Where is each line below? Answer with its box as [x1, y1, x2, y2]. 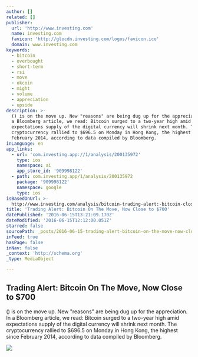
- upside [11, 102, 33, 108]
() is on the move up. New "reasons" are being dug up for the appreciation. [6, 308, 188, 315]
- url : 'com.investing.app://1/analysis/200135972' [11, 151, 141, 157]
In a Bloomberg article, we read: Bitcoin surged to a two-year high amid [6, 314, 180, 321]
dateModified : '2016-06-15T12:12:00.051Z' [6, 218, 112, 223]
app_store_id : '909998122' [16, 168, 83, 174]
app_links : [6, 146, 33, 152]
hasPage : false [6, 239, 44, 245]
